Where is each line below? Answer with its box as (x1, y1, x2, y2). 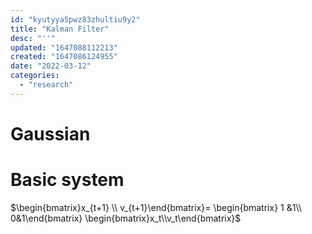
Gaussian (10, 122, 91, 145)
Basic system (10, 169, 125, 191)
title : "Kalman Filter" (10, 24, 110, 34)
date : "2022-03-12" (10, 61, 92, 71)
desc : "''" (10, 33, 56, 43)
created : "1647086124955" (10, 52, 118, 62)
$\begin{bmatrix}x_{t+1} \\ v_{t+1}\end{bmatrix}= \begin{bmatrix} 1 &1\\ (10, 201, 302, 213)
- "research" (19, 80, 74, 90)
